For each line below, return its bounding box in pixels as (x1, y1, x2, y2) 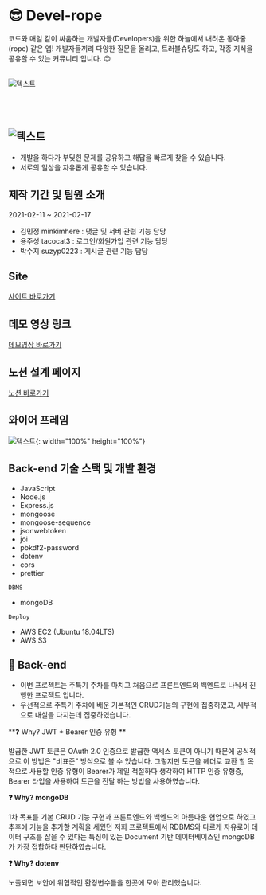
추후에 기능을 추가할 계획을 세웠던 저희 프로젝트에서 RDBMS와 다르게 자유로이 (8, 823, 250, 832)
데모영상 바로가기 (8, 340, 62, 350)
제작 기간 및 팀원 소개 (8, 188, 105, 201)
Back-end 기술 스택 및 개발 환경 (8, 462, 157, 475)
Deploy (8, 612, 30, 621)
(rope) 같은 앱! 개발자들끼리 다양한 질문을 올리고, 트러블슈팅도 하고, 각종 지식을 (8, 43, 253, 53)
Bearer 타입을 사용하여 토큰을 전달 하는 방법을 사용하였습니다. (8, 776, 201, 786)
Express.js (19, 500, 54, 510)
